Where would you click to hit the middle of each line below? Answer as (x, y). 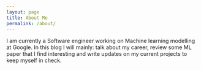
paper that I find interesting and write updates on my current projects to (97, 54)
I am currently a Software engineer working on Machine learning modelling (101, 41)
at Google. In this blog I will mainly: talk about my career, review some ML (99, 47)
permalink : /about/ (31, 23)
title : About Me (27, 18)
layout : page (23, 12)
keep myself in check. (34, 60)
